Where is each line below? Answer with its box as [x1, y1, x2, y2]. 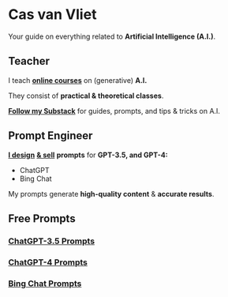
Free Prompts [8, 212, 77, 225]
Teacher [8, 55, 50, 68]
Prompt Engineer [8, 129, 93, 143]
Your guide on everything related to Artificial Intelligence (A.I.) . [8, 32, 216, 41]
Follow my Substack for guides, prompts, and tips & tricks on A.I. [8, 106, 221, 115]
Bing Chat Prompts [8, 278, 82, 289]
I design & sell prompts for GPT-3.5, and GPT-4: [8, 150, 168, 160]
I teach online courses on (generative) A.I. [8, 75, 148, 85]
